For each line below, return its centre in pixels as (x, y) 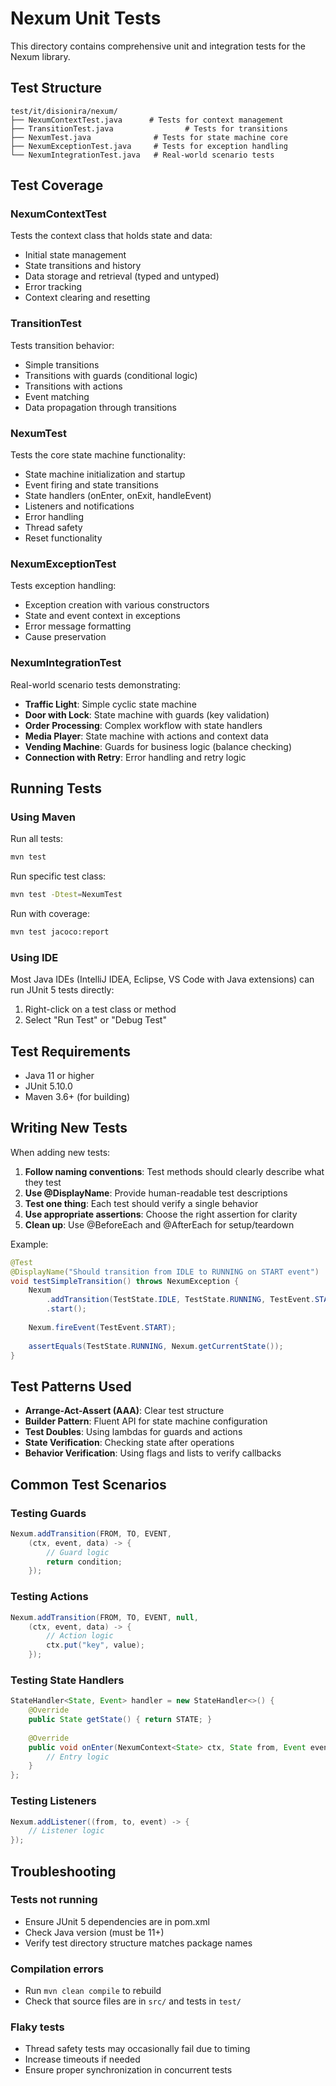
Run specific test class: (58, 876)
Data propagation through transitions (100, 407)
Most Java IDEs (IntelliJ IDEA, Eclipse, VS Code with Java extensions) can (162, 979)
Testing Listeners (53, 1801)
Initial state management (75, 255)
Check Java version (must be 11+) (94, 1932)
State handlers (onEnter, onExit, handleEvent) (118, 496)
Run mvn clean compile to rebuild (93, 1991)
